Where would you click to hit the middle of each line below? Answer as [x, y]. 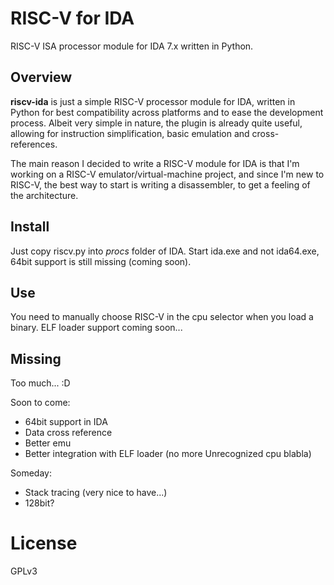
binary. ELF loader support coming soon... [96, 328]
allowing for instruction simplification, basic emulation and [130, 133]
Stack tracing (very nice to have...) [96, 493]
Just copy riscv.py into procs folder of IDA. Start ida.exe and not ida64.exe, [165, 251]
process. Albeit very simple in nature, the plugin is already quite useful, [156, 123]
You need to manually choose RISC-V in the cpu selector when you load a [162, 317]
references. [34, 144]
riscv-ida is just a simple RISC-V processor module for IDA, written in [153, 101]
